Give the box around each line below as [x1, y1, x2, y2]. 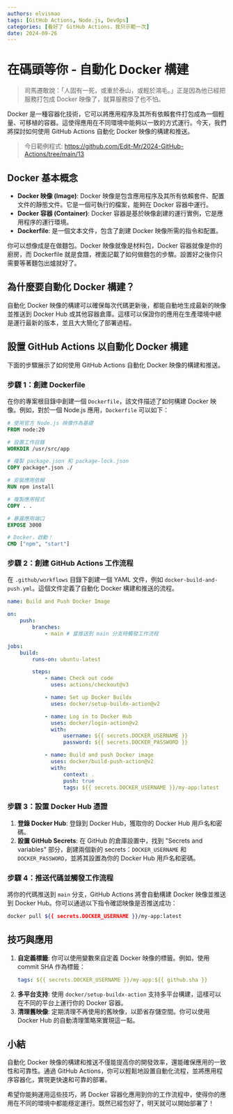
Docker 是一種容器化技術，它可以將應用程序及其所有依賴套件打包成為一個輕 [7, 110, 225, 119]
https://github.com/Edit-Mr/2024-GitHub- [64, 142, 184, 151]
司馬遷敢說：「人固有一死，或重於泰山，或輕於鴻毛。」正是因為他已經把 [24, 86, 226, 95]
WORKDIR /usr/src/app [7, 445, 70, 452]
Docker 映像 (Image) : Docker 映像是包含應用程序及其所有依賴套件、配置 [17, 192, 225, 200]
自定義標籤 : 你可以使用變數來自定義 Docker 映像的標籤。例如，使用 [17, 954, 210, 962]
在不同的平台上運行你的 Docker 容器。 [17, 998, 127, 1007]
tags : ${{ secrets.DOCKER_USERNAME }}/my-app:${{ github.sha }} [17, 976, 208, 984]
